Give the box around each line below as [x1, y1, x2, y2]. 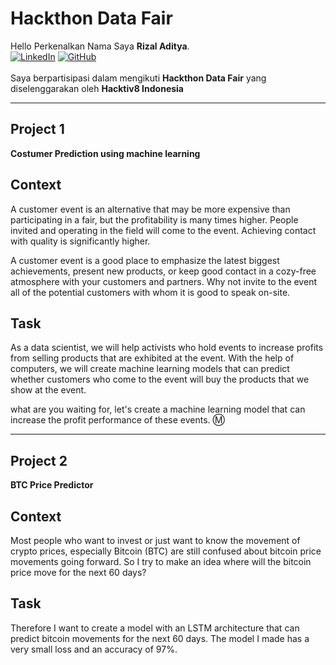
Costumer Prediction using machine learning [10, 147, 201, 159]
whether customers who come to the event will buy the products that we [10, 373, 310, 386]
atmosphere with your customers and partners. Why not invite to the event [10, 275, 317, 287]
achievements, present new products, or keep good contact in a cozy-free [10, 265, 317, 277]
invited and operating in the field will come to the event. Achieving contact [10, 224, 317, 236]
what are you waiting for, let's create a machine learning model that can [10, 403, 306, 416]
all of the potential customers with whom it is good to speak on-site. [10, 286, 291, 298]
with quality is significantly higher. [10, 235, 151, 247]
